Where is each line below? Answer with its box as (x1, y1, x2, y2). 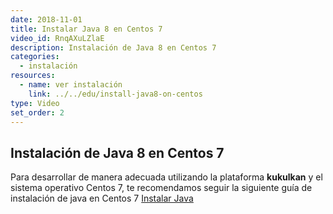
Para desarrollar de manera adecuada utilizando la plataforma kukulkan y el (10, 171, 323, 183)
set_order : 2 (10, 107, 65, 118)
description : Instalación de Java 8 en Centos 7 (10, 42, 217, 53)
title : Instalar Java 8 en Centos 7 (10, 24, 163, 34)
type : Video (10, 98, 60, 108)
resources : (10, 71, 56, 81)
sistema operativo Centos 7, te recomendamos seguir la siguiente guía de (10, 182, 313, 194)
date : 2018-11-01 (10, 14, 83, 25)
